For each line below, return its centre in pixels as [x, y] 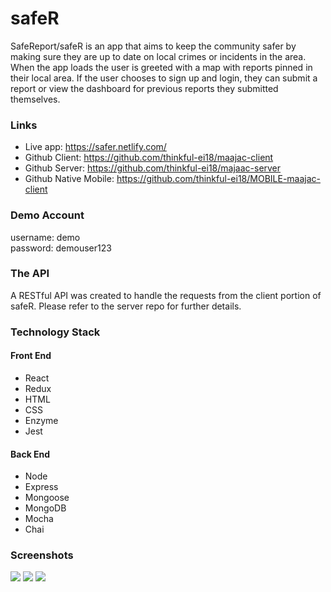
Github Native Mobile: [69, 179]
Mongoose [47, 498]
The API [30, 274]
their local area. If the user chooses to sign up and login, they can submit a [164, 78]
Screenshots [42, 555]
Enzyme [41, 420]
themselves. [35, 99]
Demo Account [47, 215]
